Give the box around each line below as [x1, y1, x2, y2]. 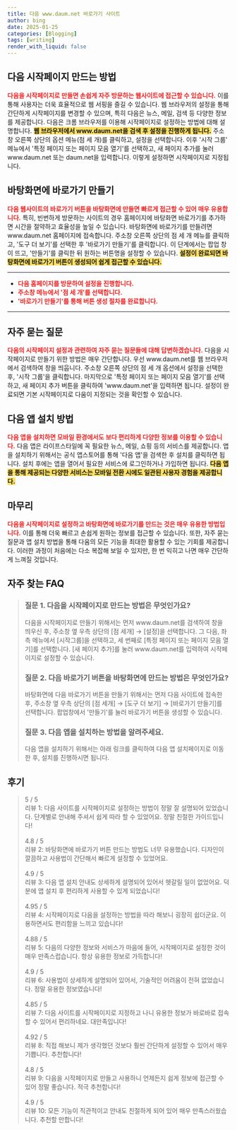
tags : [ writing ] [7, 37, 55, 44]
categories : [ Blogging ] [7, 30, 78, 37]
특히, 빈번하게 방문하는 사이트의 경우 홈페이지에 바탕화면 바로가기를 [22, 213, 207, 222]
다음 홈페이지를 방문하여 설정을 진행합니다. [17, 279, 134, 287]
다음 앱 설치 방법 [7, 412, 74, 424]
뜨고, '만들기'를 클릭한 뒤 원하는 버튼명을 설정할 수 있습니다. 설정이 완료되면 [14, 249, 221, 257]
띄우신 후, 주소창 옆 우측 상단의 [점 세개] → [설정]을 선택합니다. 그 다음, [24, 626, 220, 636]
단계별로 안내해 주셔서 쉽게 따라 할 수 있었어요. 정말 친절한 [34, 813, 194, 821]
